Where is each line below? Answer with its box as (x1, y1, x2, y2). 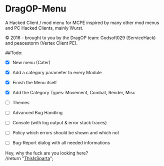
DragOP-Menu (5, 3, 66, 15)
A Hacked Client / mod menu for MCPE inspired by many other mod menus (5, 20, 159, 26)
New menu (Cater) (12, 59, 51, 65)
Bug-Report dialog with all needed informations (12, 140, 110, 146)
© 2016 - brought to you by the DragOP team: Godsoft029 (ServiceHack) (5, 35, 156, 41)
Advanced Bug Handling (12, 110, 63, 116)
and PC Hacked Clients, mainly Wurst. (5, 25, 83, 31)
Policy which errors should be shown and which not (12, 130, 119, 136)
